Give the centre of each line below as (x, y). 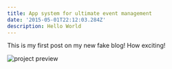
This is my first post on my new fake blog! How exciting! (86, 46)
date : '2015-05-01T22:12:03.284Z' (57, 20)
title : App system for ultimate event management (80, 13)
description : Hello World (44, 26)
